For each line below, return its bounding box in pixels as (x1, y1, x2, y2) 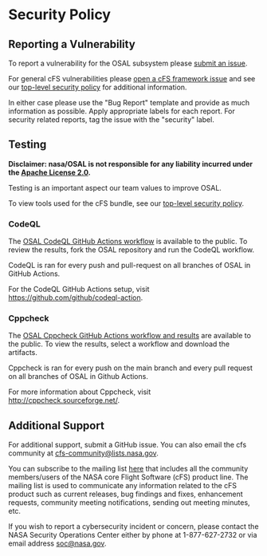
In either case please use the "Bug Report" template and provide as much (8, 98, 250, 107)
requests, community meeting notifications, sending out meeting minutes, (8, 498, 250, 507)
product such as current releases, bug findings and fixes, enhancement (8, 489, 243, 499)
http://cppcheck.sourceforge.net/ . (8, 396, 120, 405)
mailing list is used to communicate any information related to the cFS (8, 481, 238, 491)
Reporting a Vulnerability (8, 37, 135, 51)
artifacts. (8, 348, 38, 357)
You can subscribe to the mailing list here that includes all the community (8, 464, 249, 474)
